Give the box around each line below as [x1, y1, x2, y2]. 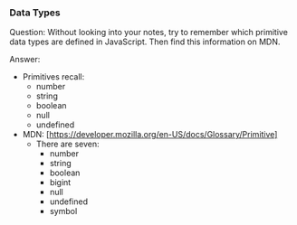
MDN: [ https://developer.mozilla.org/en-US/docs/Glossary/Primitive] [22, 129, 278, 140]
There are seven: [35, 138, 100, 150]
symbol [49, 206, 78, 217]
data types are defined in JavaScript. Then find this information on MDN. [9, 36, 281, 47]
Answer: [9, 54, 41, 65]
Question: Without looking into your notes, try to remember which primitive [9, 27, 288, 38]
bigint [49, 177, 72, 188]
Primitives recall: [22, 71, 85, 82]
